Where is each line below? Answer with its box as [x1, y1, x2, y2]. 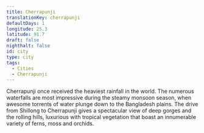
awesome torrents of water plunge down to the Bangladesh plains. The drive [6, 101, 199, 108]
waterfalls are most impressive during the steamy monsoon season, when [6, 94, 192, 101]
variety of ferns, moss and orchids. [6, 120, 94, 128]
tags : [6, 60, 20, 66]
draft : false [6, 37, 40, 43]
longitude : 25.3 [6, 26, 47, 32]
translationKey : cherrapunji [6, 15, 80, 21]
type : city [6, 54, 34, 60]
